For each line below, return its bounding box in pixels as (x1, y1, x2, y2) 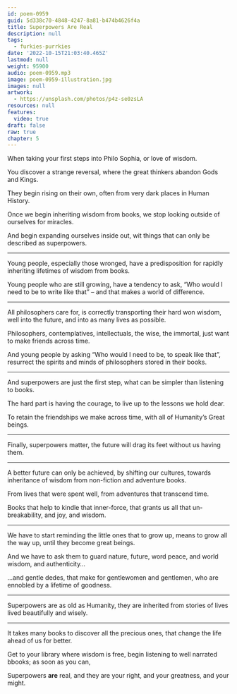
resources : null (7, 102, 55, 109)
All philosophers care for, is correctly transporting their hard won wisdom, (7, 308, 222, 317)
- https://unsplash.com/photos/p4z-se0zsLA (13, 96, 143, 103)
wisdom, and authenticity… (7, 560, 86, 568)
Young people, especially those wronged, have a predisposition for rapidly (7, 259, 224, 268)
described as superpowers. (7, 239, 87, 248)
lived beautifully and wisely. (7, 609, 88, 617)
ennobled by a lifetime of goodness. (7, 581, 112, 590)
